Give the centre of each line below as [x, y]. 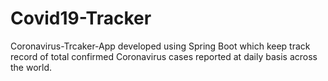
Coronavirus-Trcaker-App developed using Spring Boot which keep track [160, 46]
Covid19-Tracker [81, 18]
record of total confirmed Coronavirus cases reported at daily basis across [164, 56]
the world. [31, 67]
